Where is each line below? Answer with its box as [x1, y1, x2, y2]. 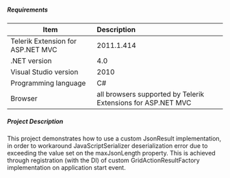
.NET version [10, 55, 52, 65]
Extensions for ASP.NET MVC [97, 98, 192, 107]
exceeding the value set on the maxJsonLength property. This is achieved [7, 149, 216, 157]
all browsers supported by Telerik [97, 89, 205, 99]
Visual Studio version [10, 67, 79, 77]
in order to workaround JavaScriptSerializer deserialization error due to [7, 141, 208, 150]
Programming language [10, 78, 86, 88]
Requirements [7, 5, 48, 14]
